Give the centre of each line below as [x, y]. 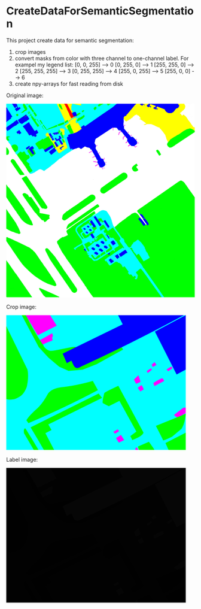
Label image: [22, 460]
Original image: [25, 95]
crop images [30, 51]
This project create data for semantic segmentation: [70, 40]
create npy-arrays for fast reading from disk [69, 84]
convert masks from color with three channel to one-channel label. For [102, 58]
